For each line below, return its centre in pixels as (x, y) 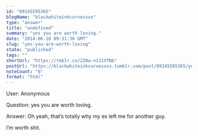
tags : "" (17, 55)
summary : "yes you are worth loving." (54, 33)
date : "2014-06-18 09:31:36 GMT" (47, 39)
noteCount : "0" (25, 72)
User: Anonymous (28, 94)
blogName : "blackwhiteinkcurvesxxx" (51, 17)
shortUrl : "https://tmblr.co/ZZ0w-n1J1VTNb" (62, 60)
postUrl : (17, 66)
